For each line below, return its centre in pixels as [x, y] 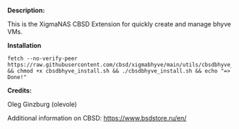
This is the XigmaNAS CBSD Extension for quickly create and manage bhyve [119, 24]
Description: [26, 10]
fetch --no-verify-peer [43, 58]
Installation [24, 45]
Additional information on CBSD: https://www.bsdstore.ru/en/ [97, 118]
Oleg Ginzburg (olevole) [42, 104]
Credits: [20, 91]
